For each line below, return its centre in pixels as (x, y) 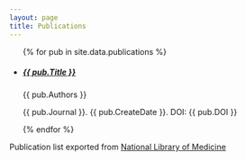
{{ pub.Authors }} (55, 94)
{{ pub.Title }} (49, 72)
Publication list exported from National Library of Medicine (118, 147)
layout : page (34, 18)
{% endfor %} (48, 130)
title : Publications (48, 26)
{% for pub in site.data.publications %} (95, 51)
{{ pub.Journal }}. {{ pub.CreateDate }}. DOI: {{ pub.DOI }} (130, 112)
